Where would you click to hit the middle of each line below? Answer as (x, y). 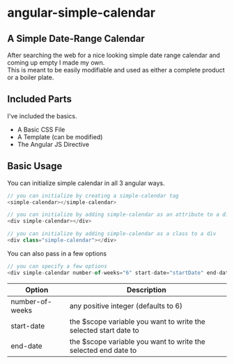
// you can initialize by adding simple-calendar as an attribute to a (113, 215)
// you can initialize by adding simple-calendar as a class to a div (112, 234)
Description (146, 290)
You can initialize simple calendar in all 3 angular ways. (86, 183)
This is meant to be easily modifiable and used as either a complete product (116, 70)
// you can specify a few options (57, 266)
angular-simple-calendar (81, 13)
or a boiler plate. (31, 77)
